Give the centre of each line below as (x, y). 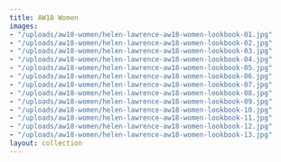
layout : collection (46, 143)
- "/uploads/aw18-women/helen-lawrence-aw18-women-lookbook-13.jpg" (141, 135)
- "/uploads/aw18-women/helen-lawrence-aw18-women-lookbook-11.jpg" (141, 118)
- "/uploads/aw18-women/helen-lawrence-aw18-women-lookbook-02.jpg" (141, 43)
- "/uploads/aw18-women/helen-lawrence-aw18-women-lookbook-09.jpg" (141, 101)
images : (24, 26)
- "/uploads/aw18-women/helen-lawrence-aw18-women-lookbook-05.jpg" (141, 68)
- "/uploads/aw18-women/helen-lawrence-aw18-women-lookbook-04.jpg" (141, 59)
